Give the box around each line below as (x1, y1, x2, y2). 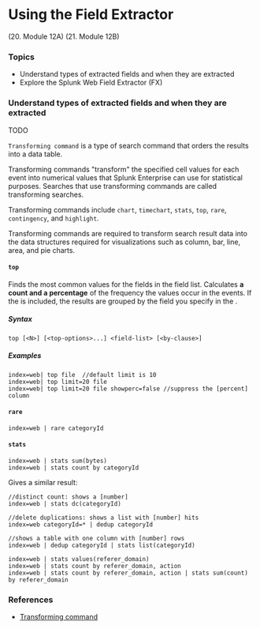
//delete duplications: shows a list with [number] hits (8, 514, 199, 522)
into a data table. (8, 149, 63, 159)
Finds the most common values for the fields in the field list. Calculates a (8, 279, 244, 289)
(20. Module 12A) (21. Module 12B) (8, 32, 120, 41)
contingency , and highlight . (8, 213, 99, 223)
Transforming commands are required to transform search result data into (8, 228, 248, 238)
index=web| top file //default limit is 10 (8, 371, 157, 379)
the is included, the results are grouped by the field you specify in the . (8, 296, 238, 306)
